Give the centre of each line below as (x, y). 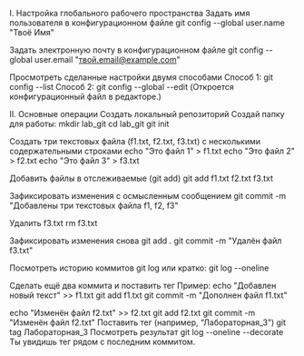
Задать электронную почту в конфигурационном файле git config (137, 50)
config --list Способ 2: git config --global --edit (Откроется (122, 87)
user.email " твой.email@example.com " (108, 59)
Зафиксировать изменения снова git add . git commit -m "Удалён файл (146, 241)
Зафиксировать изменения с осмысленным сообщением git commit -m (148, 196)
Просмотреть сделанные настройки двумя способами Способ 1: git (142, 77)
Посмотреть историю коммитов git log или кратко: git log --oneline (139, 268)
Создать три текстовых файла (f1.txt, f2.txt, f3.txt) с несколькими (135, 141)
